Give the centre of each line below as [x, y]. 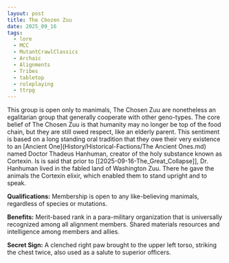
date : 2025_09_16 [32, 26]
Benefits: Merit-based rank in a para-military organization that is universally [115, 217]
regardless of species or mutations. [57, 204]
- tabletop [29, 77]
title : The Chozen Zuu [40, 20]
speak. [17, 183]
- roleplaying [33, 84]
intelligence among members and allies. [64, 232]
